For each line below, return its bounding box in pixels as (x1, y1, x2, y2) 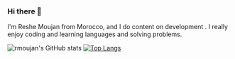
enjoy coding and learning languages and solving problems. (7, 30, 182, 38)
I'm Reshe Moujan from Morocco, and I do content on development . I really (7, 23, 229, 31)
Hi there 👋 (7, 6, 43, 16)
